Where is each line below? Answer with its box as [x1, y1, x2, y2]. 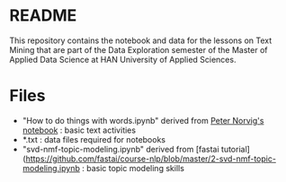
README [9, 5, 77, 26]
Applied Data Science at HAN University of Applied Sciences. [9, 54, 237, 65]
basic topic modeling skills [86, 162, 184, 173]
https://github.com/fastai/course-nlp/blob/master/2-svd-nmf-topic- [25, 153, 277, 164]
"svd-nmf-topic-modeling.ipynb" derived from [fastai [22, 143, 219, 154]
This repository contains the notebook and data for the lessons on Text [9, 35, 273, 46]
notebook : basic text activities [22, 125, 137, 135]
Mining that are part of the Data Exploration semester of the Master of [9, 44, 268, 55]
